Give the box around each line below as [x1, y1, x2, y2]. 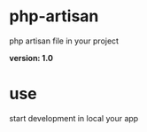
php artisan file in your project [9, 35, 120, 46]
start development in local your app [9, 113, 139, 123]
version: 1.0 [9, 52, 53, 63]
